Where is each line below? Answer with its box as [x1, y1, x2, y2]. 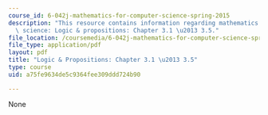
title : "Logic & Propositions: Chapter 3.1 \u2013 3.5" [8, 56, 198, 64]
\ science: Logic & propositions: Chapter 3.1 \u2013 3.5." [15, 26, 219, 34]
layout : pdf [8, 48, 48, 56]
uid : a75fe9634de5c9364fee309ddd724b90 [8, 71, 141, 79]
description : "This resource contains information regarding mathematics [8, 19, 259, 27]
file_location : [8, 33, 59, 42]
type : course [8, 63, 52, 71]
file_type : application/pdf [8, 41, 102, 49]
